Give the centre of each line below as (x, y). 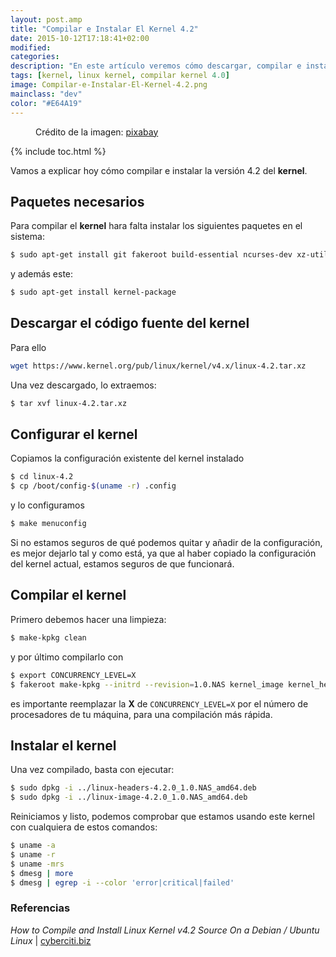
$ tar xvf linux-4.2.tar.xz (69, 403)
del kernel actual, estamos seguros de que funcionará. (122, 564)
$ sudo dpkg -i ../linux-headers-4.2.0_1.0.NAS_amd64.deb (133, 788)
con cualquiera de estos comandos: (84, 827)
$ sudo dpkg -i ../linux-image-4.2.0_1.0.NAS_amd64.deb (129, 797)
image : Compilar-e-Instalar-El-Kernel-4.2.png (109, 85)
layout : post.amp (46, 19)
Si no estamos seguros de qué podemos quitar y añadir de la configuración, (166, 543)
